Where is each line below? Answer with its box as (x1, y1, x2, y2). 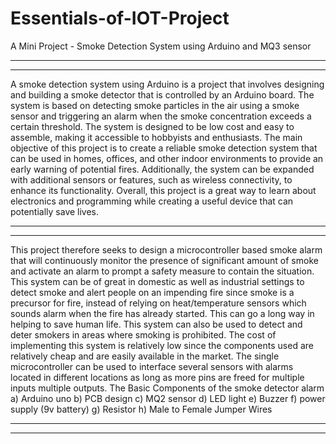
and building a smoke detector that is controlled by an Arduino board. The (10, 88, 315, 101)
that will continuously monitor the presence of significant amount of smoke (10, 254, 319, 266)
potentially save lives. (10, 205, 100, 217)
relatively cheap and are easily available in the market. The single (10, 350, 280, 362)
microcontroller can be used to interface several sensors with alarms (10, 360, 294, 372)
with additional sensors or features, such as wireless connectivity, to (10, 173, 293, 186)
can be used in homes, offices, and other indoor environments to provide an (10, 152, 324, 164)
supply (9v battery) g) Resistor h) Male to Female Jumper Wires (10, 403, 273, 415)
